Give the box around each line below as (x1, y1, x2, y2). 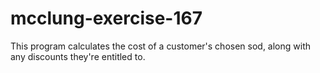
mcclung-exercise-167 (10, 7, 203, 30)
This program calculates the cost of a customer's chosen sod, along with (10, 40, 312, 52)
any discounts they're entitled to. (10, 50, 146, 62)
